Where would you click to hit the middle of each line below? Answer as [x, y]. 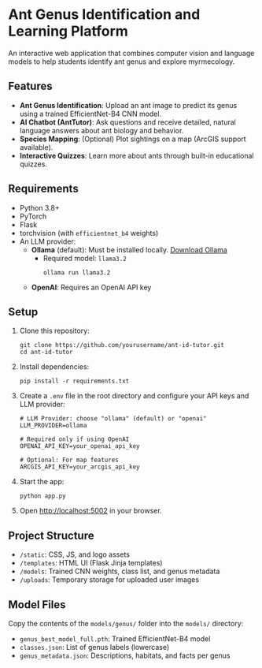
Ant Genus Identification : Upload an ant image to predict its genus [128, 105]
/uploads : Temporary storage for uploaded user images [109, 580]
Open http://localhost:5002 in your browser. [91, 511]
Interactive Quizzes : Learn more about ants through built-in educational [137, 155]
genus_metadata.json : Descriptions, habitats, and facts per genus [125, 655]
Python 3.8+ [40, 207]
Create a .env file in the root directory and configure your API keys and [134, 396]
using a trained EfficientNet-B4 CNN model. [90, 114]
